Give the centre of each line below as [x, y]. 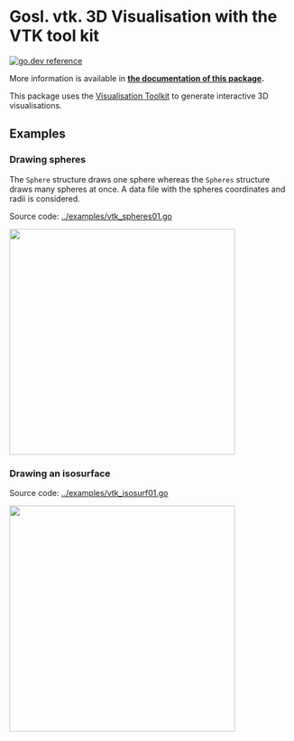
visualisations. [36, 105]
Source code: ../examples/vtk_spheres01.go [91, 216]
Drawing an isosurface [60, 474]
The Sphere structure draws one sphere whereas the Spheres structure [140, 179]
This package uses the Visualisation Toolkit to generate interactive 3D [139, 96]
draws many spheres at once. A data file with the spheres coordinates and [147, 189]
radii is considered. [45, 198]
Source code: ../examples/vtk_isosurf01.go [89, 492]
